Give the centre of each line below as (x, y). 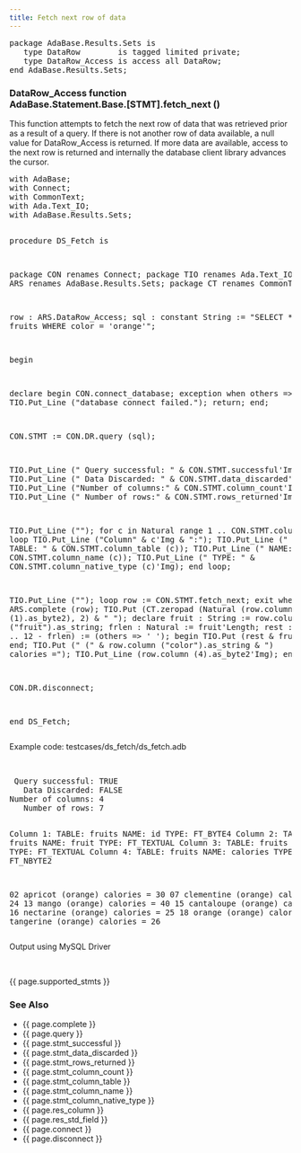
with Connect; (40, 188)
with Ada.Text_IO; (50, 206)
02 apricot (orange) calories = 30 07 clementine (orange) (142, 894)
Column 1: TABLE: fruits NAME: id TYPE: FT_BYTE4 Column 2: (144, 834)
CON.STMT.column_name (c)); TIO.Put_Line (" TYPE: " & (132, 557)
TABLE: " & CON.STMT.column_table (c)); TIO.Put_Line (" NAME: (151, 548)
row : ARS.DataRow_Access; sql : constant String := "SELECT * (151, 317)
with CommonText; (47, 197)
